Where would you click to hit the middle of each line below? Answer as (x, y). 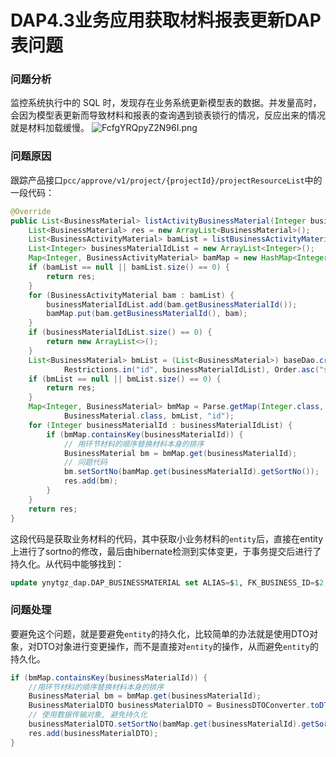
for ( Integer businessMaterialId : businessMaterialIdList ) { (160, 425)
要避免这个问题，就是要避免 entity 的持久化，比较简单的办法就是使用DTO (160, 633)
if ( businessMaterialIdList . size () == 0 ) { (120, 332)
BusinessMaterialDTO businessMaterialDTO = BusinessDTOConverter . (169, 706)
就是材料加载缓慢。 (50, 128)
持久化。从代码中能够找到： (67, 563)
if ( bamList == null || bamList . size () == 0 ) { (129, 267)
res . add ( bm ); (90, 481)
